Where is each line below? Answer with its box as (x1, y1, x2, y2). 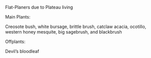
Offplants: (5, 38, 26, 44)
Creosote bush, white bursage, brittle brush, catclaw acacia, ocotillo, (5, 23, 147, 29)
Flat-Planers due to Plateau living (5, 4, 73, 10)
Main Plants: (5, 14, 31, 19)
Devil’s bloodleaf (5, 48, 39, 54)
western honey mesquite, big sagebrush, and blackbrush (5, 29, 122, 34)
